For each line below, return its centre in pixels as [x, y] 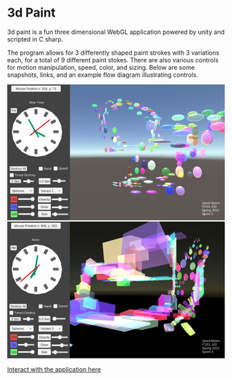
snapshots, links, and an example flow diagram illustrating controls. [103, 75]
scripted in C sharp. [35, 39]
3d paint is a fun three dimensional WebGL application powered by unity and [116, 32]
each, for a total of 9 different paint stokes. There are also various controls [113, 60]
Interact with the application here [54, 369]
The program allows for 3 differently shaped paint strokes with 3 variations [113, 53]
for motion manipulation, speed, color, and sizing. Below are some [101, 67]
